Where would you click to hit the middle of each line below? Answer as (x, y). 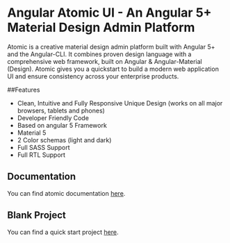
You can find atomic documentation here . (66, 193)
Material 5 (32, 133)
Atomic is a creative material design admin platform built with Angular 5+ (111, 47)
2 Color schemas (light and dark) (64, 140)
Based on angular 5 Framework (62, 125)
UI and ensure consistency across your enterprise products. (93, 76)
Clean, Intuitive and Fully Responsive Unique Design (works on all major (120, 103)
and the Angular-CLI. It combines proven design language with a (99, 54)
